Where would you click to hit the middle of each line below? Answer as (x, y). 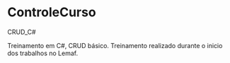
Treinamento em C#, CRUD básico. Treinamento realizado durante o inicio (115, 45)
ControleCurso (52, 12)
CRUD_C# (22, 32)
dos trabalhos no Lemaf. (43, 53)
